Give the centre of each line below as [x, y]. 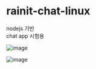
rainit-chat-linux [48, 11]
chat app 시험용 [25, 36]
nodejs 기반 [20, 28]
